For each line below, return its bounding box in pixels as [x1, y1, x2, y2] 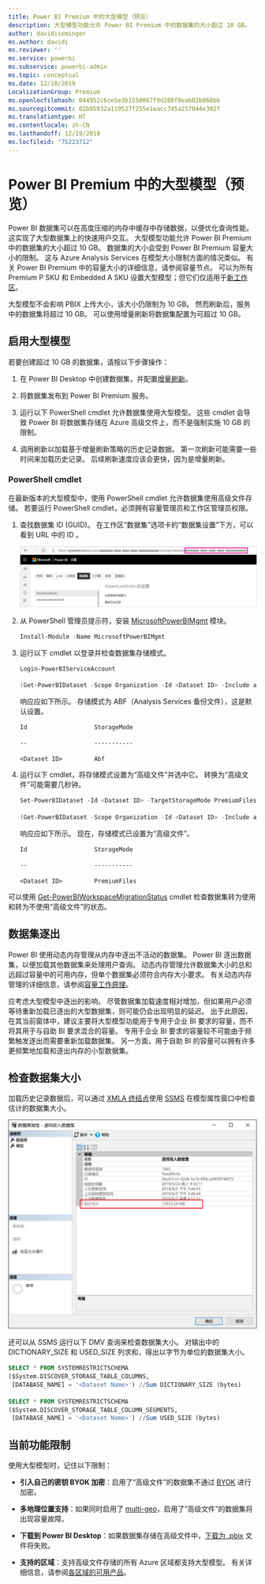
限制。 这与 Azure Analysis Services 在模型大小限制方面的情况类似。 [21, 253, 245, 262]
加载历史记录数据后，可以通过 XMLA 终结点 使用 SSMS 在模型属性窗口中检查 [8, 1093, 256, 1103]
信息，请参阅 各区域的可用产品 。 [26, 1567, 131, 1577]
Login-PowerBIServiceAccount [19, 665, 116, 673]
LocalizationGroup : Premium [8, 88, 101, 96]
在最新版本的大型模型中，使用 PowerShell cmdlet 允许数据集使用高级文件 [8, 493, 246, 503]
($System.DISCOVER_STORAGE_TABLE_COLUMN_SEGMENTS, [8, 1406, 178, 1414]
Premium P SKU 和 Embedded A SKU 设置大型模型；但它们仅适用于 [8, 272, 227, 282]
